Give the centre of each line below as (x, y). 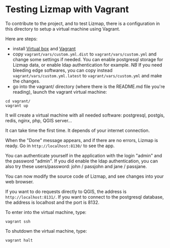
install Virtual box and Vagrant (44, 48)
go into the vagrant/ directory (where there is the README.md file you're (89, 86)
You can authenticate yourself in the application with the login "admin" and (84, 155)
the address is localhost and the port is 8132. (52, 202)
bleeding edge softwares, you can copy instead (63, 70)
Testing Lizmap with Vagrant (67, 9)
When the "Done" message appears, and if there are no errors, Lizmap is (82, 140)
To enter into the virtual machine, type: (46, 212)
